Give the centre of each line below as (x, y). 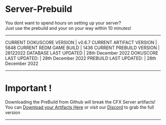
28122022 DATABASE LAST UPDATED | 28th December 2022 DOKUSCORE (82, 53)
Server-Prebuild (39, 9)
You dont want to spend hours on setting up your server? (63, 23)
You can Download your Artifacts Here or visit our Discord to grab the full (80, 107)
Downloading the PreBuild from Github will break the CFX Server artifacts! (80, 102)
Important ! (28, 88)
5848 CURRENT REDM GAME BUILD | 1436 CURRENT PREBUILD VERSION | (82, 48)
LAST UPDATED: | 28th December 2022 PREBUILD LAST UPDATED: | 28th (81, 58)
